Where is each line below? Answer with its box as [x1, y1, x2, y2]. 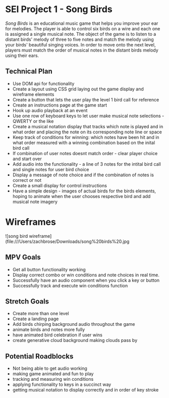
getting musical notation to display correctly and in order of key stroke [12, 387, 159, 393]
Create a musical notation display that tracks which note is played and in [12, 123, 163, 129]
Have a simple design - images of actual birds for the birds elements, [12, 188, 156, 194]
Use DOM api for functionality [12, 80, 75, 86]
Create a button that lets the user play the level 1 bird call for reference [12, 96, 159, 103]
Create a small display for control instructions [12, 182, 107, 188]
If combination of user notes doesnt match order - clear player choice [12, 150, 158, 156]
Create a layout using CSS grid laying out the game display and [12, 86, 144, 92]
